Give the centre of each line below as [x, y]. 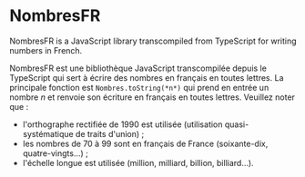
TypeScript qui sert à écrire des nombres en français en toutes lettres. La [147, 77]
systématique [48, 133]
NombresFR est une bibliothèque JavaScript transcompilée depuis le [138, 68]
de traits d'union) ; [110, 133]
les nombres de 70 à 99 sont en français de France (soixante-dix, [145, 143]
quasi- [237, 124]
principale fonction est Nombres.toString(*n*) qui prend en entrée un [139, 87]
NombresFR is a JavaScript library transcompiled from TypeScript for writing [153, 41]
